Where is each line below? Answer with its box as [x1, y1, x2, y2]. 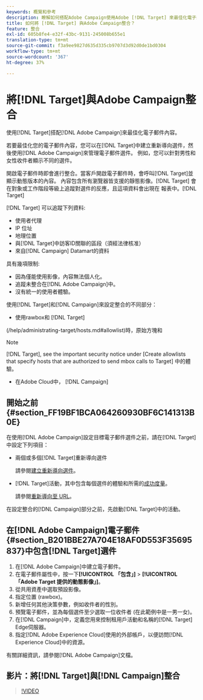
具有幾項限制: [6, 260, 40, 267]
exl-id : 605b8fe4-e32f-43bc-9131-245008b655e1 [6, 31, 126, 38]
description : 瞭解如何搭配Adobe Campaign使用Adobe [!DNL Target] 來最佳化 [6, 15, 188, 21]
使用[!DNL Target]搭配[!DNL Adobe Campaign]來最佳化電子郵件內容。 [6, 129, 181, 136]
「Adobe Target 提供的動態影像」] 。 [14, 578, 104, 586]
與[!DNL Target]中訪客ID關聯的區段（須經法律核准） [14, 240, 144, 247]
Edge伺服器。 [14, 624, 50, 631]
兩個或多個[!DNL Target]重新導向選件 [14, 454, 108, 462]
